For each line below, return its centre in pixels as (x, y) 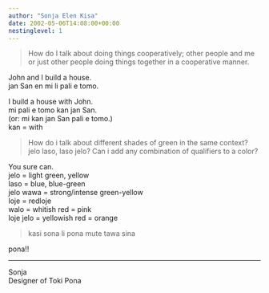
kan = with (26, 127)
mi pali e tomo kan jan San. (53, 110)
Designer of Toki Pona (45, 281)
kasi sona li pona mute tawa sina (82, 234)
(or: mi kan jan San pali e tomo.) (61, 119)
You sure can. (31, 167)
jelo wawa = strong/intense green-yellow (76, 193)
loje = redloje (30, 201)
